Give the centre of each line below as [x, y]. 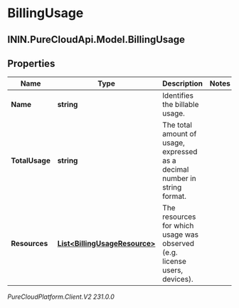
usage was [181, 235]
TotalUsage [31, 160]
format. [175, 196]
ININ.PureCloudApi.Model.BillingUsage [96, 40]
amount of [180, 134]
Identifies [178, 96]
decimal [176, 170]
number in [180, 178]
